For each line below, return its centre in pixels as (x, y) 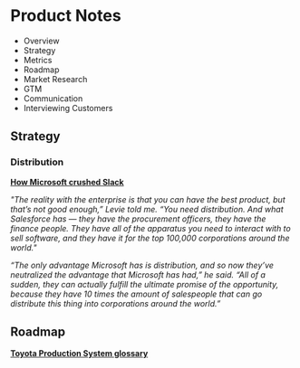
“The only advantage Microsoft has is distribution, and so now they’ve (142, 265)
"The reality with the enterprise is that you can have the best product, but (148, 199)
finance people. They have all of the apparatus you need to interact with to (150, 228)
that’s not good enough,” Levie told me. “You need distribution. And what (147, 209)
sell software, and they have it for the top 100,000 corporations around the (150, 238)
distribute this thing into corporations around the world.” (116, 303)
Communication (53, 98)
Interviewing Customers (68, 108)
